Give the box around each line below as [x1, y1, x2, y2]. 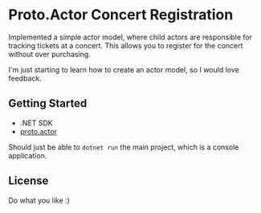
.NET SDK [19, 118, 54, 128]
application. [8, 150, 47, 160]
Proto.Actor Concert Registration [8, 6, 234, 24]
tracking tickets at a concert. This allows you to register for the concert [8, 40, 243, 50]
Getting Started [8, 96, 88, 110]
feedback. [8, 73, 42, 83]
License [8, 174, 49, 188]
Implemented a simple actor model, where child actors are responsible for [8, 32, 253, 42]
